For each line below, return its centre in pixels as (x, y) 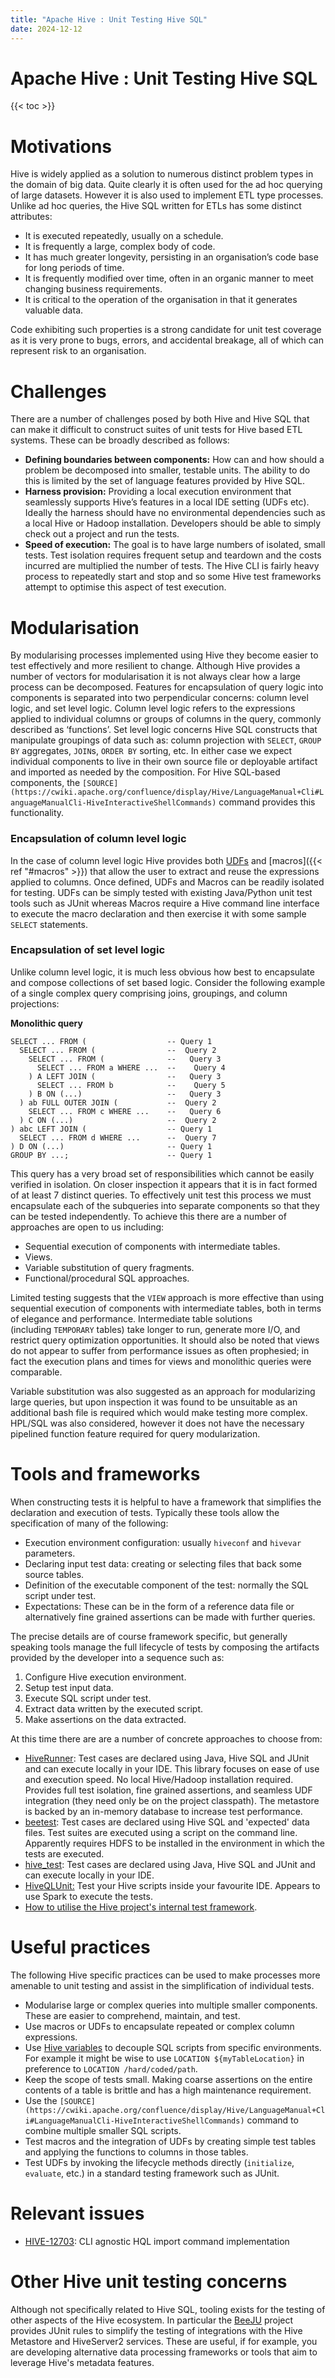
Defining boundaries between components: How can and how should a (174, 460)
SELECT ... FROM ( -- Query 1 (111, 1041)
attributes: (31, 217)
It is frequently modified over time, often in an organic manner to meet (169, 278)
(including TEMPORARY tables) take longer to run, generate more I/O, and (155, 1329)
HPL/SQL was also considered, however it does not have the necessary (157, 1423)
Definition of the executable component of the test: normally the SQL (166, 1585)
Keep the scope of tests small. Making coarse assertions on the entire (168, 2079)
